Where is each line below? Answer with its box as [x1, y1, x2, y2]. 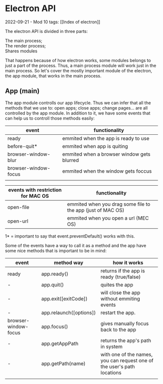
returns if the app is [100, 267, 145, 274]
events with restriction [8, 186, 62, 193]
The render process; [5, 43, 46, 48]
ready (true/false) [100, 273, 141, 280]
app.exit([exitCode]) [41, 295, 88, 302]
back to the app [100, 326, 137, 333]
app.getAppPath [41, 340, 79, 347]
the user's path [100, 363, 135, 370]
